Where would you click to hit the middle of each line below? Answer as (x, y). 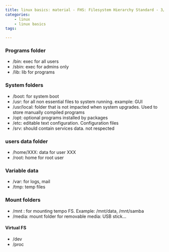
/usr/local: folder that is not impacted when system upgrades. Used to (85, 107)
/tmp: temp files (29, 187)
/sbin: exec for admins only (40, 67)
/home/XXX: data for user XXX (44, 152)
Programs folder (26, 51)
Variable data (22, 171)
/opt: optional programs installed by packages (60, 117)
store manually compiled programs (49, 112)
